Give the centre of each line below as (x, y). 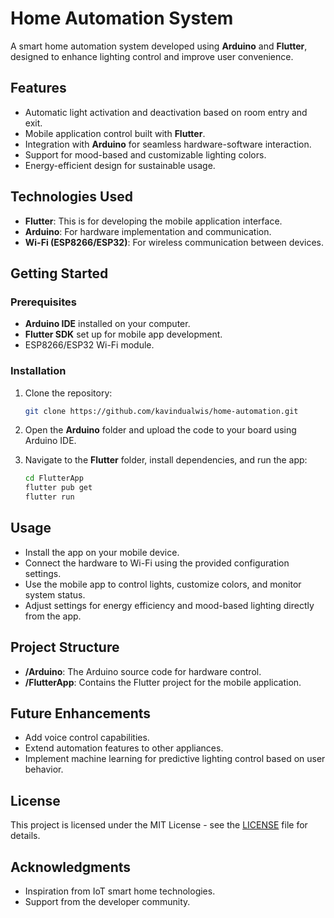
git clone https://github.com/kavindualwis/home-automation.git (161, 411)
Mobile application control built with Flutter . (115, 133)
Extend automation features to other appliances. (124, 748)
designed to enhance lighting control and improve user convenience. (152, 56)
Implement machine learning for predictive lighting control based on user (175, 759)
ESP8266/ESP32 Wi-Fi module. (89, 345)
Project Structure (65, 647)
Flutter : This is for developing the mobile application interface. (153, 221)
